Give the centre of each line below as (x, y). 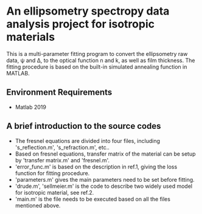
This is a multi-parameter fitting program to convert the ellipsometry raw (97, 53)
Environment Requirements (59, 92)
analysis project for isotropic (81, 24)
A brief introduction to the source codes (84, 126)
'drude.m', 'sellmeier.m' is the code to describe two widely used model (104, 186)
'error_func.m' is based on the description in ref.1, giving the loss (96, 167)
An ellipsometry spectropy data (88, 11)
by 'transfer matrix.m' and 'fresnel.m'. (62, 160)
